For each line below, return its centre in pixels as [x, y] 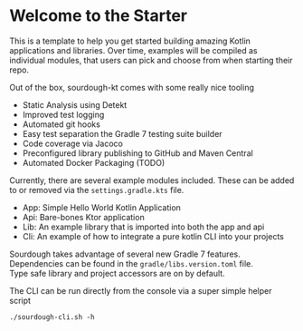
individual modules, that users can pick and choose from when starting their [151, 60]
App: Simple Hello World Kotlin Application [101, 207]
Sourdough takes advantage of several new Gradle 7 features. [125, 254]
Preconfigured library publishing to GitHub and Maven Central [137, 153]
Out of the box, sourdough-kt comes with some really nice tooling [132, 87]
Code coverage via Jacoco [73, 143]
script [20, 300]
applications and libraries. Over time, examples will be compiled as [133, 50]
